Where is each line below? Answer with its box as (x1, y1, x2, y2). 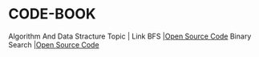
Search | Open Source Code (8, 39, 99, 49)
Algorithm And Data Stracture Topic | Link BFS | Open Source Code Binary (8, 31, 252, 41)
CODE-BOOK (8, 5, 96, 23)
